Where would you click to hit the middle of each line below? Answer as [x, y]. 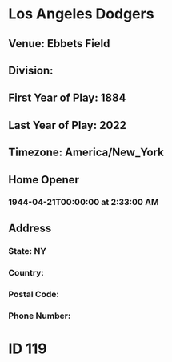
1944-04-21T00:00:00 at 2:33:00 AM [84, 203]
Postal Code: [34, 294]
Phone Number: [40, 316]
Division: [31, 70]
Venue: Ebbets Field [59, 44]
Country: [26, 272]
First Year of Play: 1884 [67, 98]
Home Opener [44, 180]
